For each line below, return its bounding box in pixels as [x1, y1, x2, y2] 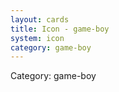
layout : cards [10, 14, 70, 25]
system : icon [10, 33, 65, 43]
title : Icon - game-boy [10, 24, 110, 34]
